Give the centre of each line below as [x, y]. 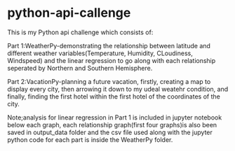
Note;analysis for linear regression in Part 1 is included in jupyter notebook [115, 117]
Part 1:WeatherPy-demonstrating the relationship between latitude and [109, 45]
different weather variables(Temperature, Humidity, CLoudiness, [100, 53]
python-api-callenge [69, 13]
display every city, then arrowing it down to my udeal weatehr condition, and [118, 89]
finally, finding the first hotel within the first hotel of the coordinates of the [114, 96]
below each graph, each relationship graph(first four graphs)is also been [112, 124]
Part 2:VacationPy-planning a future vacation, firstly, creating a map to [109, 81]
